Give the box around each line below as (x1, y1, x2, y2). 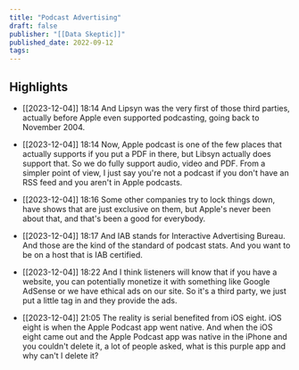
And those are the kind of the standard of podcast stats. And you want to (21, 240, 291, 251)
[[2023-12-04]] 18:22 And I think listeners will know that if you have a (21, 267, 278, 277)
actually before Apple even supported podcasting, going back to (21, 112, 260, 123)
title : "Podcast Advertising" (9, 12, 122, 22)
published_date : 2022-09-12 (9, 37, 114, 47)
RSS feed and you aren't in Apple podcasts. (21, 177, 183, 187)
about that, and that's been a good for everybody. (21, 213, 206, 224)
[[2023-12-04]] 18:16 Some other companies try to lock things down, (21, 193, 276, 205)
